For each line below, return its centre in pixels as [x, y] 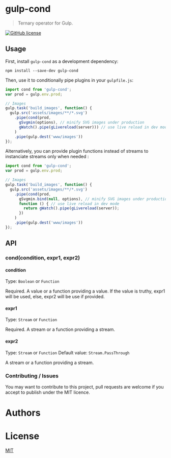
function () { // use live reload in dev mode [69, 204]
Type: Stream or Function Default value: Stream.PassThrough [67, 352]
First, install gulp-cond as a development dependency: [62, 61]
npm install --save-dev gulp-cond [42, 70]
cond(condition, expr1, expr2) [43, 258]
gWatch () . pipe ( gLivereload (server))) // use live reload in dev [88, 127]
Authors [23, 413]
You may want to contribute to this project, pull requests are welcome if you [84, 387]
